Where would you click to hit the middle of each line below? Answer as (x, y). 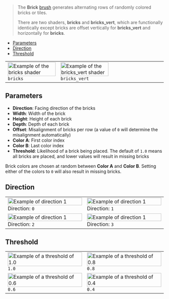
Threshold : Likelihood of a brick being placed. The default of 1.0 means (87, 151)
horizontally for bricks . (41, 33)
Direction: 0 (21, 208)
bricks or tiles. (32, 13)
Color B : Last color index (38, 145)
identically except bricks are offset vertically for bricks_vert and (84, 28)
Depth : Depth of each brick (41, 124)
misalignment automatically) (42, 135)
